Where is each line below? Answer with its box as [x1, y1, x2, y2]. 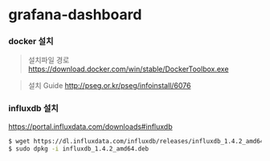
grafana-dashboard [8, 6, 142, 24]
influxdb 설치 [8, 103, 59, 114]
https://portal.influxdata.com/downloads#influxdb [8, 122, 173, 131]
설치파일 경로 [27, 55, 70, 65]
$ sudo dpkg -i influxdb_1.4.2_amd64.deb [8, 144, 149, 153]
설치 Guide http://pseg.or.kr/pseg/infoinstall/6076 [27, 81, 191, 91]
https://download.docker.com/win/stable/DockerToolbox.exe [27, 64, 229, 74]
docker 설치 [8, 36, 54, 47]
